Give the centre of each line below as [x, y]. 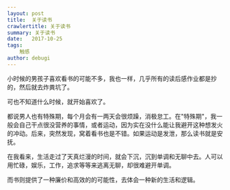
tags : [15, 45]
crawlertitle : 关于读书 [39, 26]
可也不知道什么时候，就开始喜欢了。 [58, 102]
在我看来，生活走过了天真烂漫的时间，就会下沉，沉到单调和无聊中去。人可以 [115, 156]
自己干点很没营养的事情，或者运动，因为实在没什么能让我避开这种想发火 [121, 125]
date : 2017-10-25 [35, 39]
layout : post [26, 13]
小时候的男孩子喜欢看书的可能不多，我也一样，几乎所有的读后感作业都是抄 [112, 78]
